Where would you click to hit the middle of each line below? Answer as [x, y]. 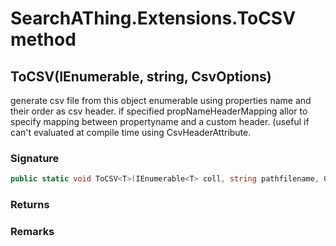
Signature [35, 158]
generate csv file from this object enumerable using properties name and [161, 100]
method [43, 39]
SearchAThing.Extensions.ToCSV [153, 18]
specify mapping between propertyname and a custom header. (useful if [160, 121]
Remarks [32, 232]
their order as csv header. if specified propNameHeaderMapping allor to [159, 111]
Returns [30, 205]
